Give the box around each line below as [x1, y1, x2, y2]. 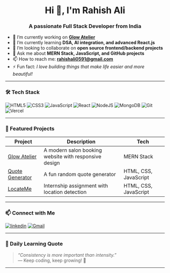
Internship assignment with [44, 182, 108, 189]
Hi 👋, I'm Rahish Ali [45, 5, 125, 16]
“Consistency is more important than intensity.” [17, 252, 117, 258]
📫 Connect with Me [5, 210, 55, 216]
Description [66, 138, 96, 145]
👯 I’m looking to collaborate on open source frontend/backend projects [12, 45, 163, 51]
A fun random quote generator [44, 171, 116, 178]
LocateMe [8, 185, 32, 192]
